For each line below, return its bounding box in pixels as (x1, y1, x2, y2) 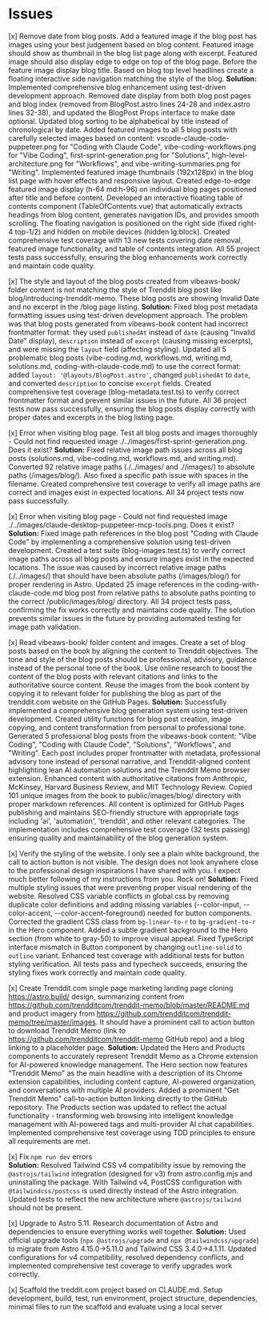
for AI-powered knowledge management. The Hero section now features (8, 1060, 248, 1069)
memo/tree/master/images (8, 1017, 96, 1027)
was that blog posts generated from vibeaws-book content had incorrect (8, 319, 249, 328)
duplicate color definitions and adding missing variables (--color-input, (8, 900, 242, 909)
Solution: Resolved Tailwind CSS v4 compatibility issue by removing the (8, 1160, 246, 1169)
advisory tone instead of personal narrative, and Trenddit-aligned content (8, 756, 250, 766)
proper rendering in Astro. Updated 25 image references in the (8, 579, 214, 589)
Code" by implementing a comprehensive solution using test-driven (8, 537, 231, 547)
